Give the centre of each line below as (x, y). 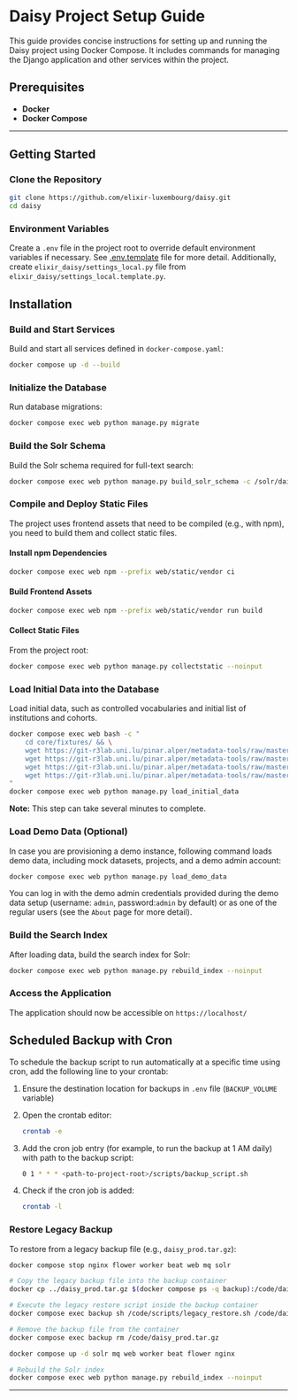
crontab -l (42, 1207)
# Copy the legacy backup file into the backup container (118, 1281)
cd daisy (25, 206)
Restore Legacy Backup (61, 1230)
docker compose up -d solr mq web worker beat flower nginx (122, 1354)
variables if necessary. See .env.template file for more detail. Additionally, (143, 258)
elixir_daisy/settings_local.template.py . (88, 276)
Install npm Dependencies (58, 553)
